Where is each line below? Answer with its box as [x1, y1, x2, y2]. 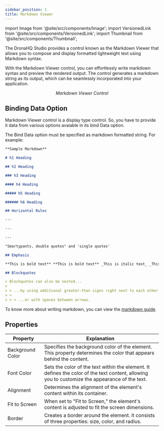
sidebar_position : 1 [5, 7, 47, 12]
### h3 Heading [5, 173, 36, 178]
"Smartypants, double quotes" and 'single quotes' [5, 243, 110, 249]
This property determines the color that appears [44, 349, 155, 356]
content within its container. [44, 390, 108, 397]
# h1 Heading [5, 155, 32, 161]
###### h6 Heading [5, 199, 42, 205]
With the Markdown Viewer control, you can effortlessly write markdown [5, 65, 151, 71]
